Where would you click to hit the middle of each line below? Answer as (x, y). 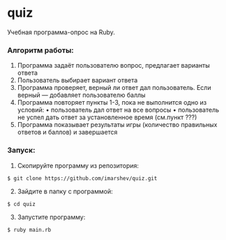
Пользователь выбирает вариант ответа (77, 80)
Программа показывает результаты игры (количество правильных (117, 125)
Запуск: (21, 150)
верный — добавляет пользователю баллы (81, 95)
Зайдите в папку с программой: (65, 191)
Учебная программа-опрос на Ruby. (61, 32)
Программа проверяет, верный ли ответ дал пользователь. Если (114, 88)
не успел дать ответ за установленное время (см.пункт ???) (107, 117)
